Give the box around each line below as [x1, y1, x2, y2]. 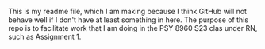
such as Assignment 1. [8, 32, 82, 41]
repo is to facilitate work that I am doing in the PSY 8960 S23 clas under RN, [8, 24, 258, 32]
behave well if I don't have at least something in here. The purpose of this [8, 15, 248, 24]
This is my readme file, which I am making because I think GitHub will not [8, 7, 248, 16]
